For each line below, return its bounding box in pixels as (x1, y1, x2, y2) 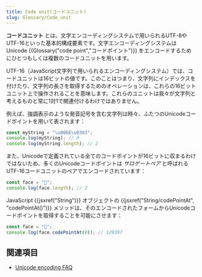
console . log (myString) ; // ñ (6, 135, 80, 142)
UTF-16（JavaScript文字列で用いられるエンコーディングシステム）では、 (6, 67, 188, 74)
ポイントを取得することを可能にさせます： (16, 211, 122, 219)
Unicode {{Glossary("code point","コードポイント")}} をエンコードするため (6, 46, 192, 54)
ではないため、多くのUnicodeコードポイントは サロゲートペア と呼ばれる (6, 160, 189, 167)
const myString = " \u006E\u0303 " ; (6, 129, 93, 135)
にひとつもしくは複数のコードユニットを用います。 (6, 54, 133, 61)
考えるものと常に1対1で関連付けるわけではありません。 (6, 97, 143, 104)
